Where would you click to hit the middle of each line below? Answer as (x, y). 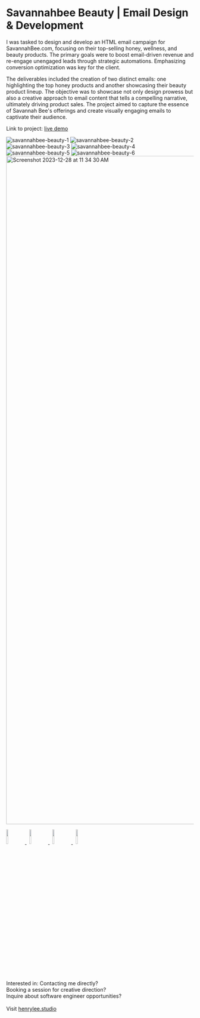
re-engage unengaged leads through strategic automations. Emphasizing (96, 61)
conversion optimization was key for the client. (63, 67)
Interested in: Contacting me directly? (52, 983)
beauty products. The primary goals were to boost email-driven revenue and (100, 54)
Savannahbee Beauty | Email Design (97, 13)
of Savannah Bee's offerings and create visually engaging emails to (89, 110)
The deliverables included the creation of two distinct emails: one (86, 79)
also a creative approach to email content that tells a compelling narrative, (97, 98)
